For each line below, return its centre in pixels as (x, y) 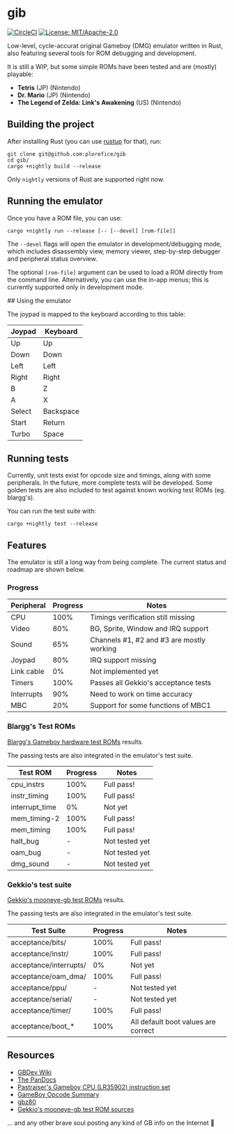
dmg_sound (30, 864)
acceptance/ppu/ (39, 988)
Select (21, 411)
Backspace (61, 411)
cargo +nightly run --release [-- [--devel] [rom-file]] (92, 231)
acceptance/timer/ (41, 1010)
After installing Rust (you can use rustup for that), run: (85, 141)
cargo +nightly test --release (53, 524)
